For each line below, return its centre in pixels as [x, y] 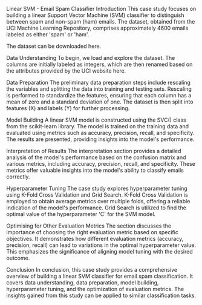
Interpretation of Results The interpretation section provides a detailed [94, 151]
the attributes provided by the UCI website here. [66, 71]
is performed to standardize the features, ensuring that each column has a [99, 95]
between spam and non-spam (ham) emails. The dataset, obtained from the [101, 21]
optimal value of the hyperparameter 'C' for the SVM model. [81, 214]
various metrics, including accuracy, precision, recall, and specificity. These [101, 164]
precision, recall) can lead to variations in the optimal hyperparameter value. [101, 245]
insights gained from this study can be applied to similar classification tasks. [101, 295]
